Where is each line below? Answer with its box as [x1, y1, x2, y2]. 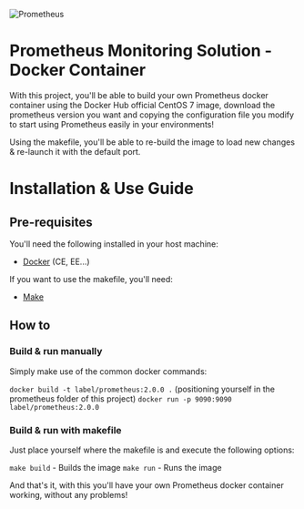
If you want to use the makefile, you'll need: [9, 273, 173, 284]
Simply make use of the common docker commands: [9, 365, 208, 377]
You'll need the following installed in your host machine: [9, 238, 218, 249]
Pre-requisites [9, 214, 93, 229]
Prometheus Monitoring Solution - [9, 41, 273, 61]
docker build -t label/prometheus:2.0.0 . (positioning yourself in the [9, 383, 276, 394]
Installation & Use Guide [9, 178, 194, 199]
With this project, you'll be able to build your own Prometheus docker [9, 89, 269, 100]
